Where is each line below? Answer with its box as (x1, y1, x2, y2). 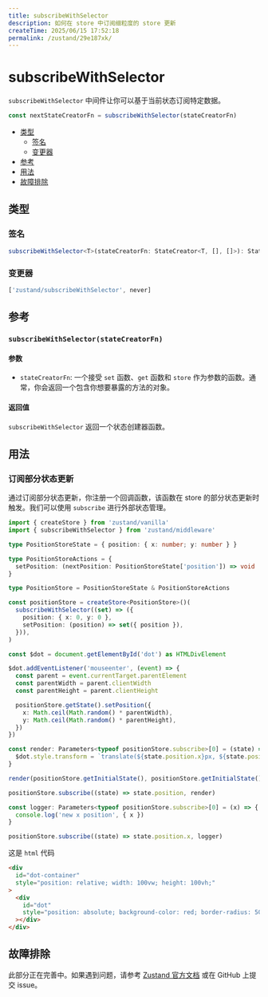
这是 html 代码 (8, 848, 55, 858)
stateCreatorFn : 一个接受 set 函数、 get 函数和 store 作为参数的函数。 (19, 373, 250, 382)
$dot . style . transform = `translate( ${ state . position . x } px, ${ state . (15, 753, 248, 761)
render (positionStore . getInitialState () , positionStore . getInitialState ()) (8, 774, 266, 782)
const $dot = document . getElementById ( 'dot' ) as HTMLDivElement (8, 650, 227, 659)
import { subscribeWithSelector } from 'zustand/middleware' (8, 526, 216, 535)
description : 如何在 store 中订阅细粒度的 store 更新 (8, 19, 176, 27)
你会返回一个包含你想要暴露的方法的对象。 (33, 382, 174, 392)
